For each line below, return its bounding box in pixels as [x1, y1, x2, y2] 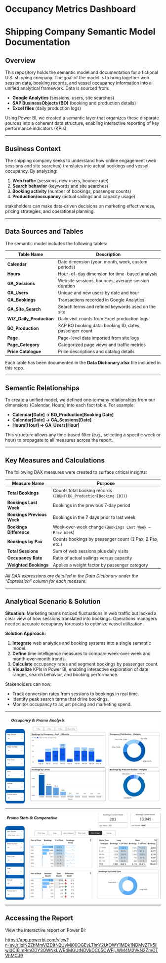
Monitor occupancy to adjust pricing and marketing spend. [12, 702, 132, 707]
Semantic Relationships [5, 384, 80, 392]
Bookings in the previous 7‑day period [52, 502, 131, 508]
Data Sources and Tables [5, 227, 84, 236]
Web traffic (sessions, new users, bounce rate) [12, 178, 109, 184]
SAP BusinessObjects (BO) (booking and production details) [12, 100, 136, 106]
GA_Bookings [7, 297, 36, 303]
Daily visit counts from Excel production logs [58, 316, 149, 322]
